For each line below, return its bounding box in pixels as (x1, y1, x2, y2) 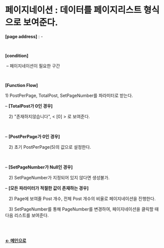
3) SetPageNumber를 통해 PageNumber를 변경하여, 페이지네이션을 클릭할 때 (8, 206, 159, 212)
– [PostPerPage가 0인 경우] (5, 133, 60, 139)
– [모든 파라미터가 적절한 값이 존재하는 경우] (5, 185, 89, 191)
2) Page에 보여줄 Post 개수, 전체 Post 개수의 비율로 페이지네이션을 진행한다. (8, 196, 156, 202)
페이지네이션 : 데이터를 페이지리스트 (5, 4, 142, 16)
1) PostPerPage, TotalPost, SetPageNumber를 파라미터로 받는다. (5, 92, 133, 98)
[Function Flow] (5, 82, 38, 88)
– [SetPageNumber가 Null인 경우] (5, 164, 73, 170)
